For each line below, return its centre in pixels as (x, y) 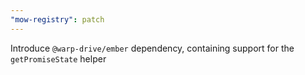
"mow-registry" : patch (57, 19)
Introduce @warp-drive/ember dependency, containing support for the (152, 48)
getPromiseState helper (58, 58)
